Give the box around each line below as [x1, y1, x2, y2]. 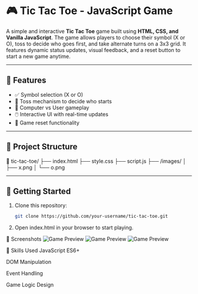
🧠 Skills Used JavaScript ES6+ [6, 247, 80, 254]
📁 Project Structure [6, 142, 78, 152]
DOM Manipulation [6, 259, 52, 266]
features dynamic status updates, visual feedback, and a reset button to [6, 46, 181, 53]
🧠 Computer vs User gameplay [14, 104, 90, 111]
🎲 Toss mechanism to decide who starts [14, 97, 112, 104]
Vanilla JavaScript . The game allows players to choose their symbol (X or [6, 34, 186, 41]
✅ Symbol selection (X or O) [14, 91, 84, 98]
